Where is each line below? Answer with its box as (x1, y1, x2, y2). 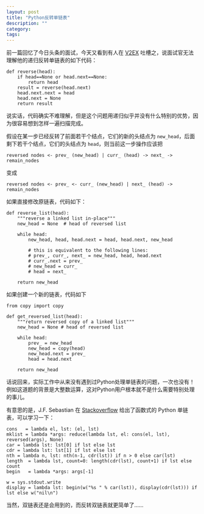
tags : (6, 32, 20, 38)
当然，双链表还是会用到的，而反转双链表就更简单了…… (6, 501, 144, 509)
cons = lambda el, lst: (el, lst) (6, 426, 99, 432)
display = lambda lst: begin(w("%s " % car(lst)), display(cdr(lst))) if (6, 485, 198, 491)
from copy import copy (6, 303, 64, 309)
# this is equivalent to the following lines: (28, 248, 149, 254)
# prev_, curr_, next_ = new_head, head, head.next (28, 253, 163, 259)
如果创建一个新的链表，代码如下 (6, 291, 86, 298)
